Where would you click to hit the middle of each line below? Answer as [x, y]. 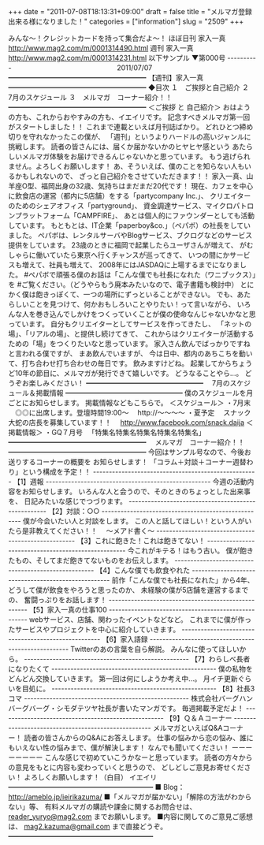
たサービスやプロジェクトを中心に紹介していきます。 [94, 629]
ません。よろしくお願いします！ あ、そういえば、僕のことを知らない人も [126, 166]
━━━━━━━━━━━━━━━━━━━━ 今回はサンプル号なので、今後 [126, 452]
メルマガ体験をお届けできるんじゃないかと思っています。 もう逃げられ [136, 156]
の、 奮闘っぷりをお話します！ [58, 600]
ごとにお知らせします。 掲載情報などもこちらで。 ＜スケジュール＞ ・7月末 [130, 403]
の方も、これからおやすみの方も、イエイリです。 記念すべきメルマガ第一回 [129, 117]
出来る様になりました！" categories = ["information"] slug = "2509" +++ [126, 21]
